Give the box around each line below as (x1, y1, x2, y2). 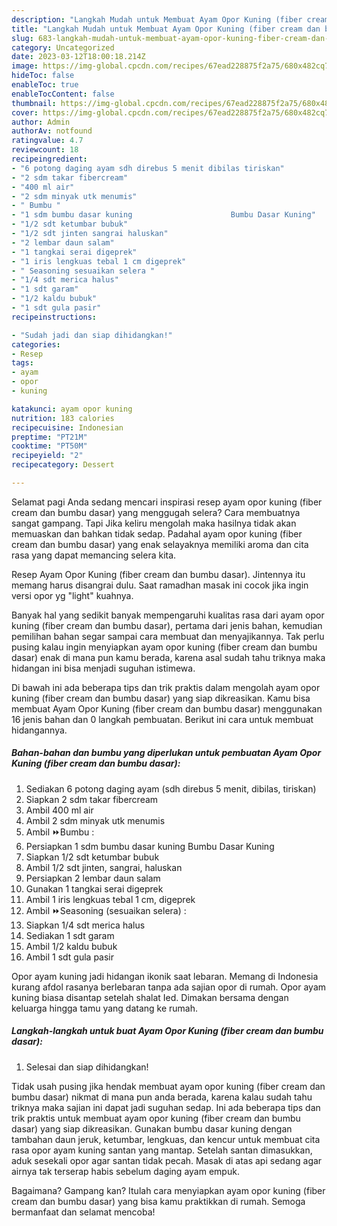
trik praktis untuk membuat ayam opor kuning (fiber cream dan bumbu (11, 1112, 301, 1124)
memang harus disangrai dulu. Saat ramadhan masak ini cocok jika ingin (11, 579, 309, 591)
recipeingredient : (11, 154, 88, 164)
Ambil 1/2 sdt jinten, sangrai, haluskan (25, 861, 183, 873)
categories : (11, 339, 61, 350)
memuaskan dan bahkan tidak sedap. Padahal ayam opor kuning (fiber (11, 527, 303, 540)
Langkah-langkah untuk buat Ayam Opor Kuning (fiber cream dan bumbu (11, 1025, 324, 1037)
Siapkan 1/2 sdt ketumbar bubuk (25, 851, 160, 863)
